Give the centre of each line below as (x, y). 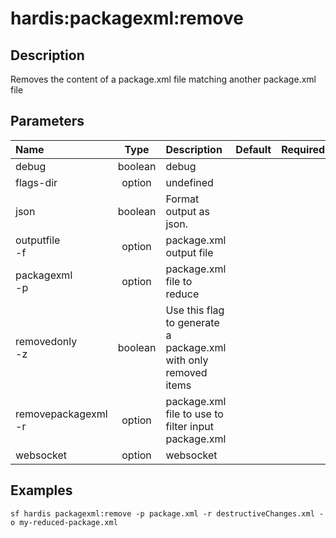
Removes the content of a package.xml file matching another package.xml (163, 79)
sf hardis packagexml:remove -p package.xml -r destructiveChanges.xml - (167, 513)
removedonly (46, 341)
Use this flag (195, 310)
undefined (189, 182)
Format (182, 199)
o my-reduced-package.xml (64, 522)
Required (303, 149)
